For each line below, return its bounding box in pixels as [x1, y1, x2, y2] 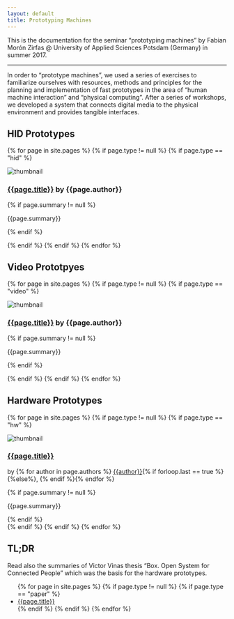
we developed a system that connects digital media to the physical [7, 100, 198, 109]
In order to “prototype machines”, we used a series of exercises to [7, 70, 197, 79]
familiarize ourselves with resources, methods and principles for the [7, 78, 203, 86]
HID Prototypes [7, 128, 75, 139]
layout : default [7, 10, 54, 17]
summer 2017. [7, 50, 47, 59]
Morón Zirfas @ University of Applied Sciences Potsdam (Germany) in [7, 43, 208, 52]
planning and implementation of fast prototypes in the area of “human [7, 85, 208, 94]
